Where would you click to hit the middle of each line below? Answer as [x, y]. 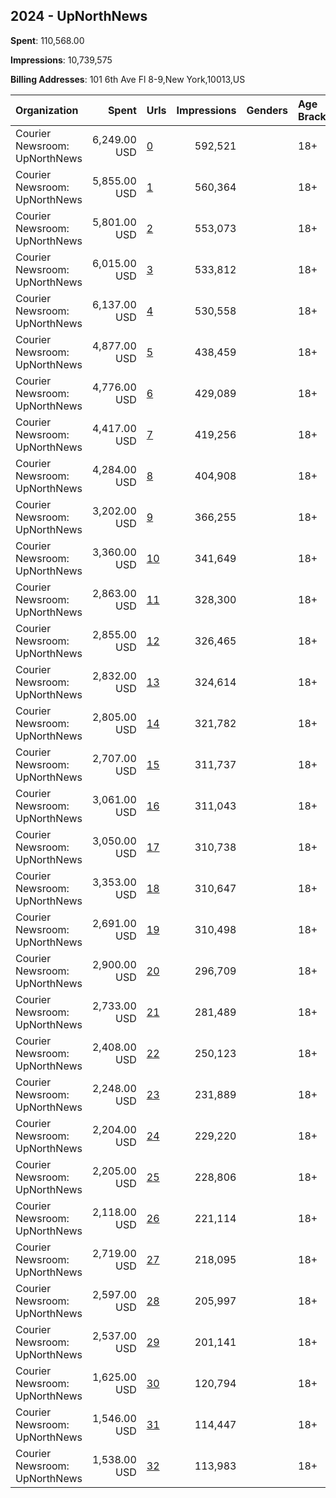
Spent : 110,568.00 [47, 40]
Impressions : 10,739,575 [61, 60]
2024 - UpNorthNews [79, 16]
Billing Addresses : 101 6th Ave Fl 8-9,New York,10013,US [128, 79]
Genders [267, 110]
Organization [47, 110]
